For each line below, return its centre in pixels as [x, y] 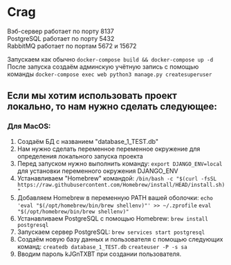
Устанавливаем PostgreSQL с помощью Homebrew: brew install [113, 218]
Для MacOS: [29, 127]
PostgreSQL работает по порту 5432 [61, 38]
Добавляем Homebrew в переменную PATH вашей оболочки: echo [115, 197]
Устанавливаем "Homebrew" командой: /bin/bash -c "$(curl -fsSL [117, 178]
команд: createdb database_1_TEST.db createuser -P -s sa [102, 246]
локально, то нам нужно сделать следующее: [112, 107]
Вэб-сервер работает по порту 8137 [61, 31]
